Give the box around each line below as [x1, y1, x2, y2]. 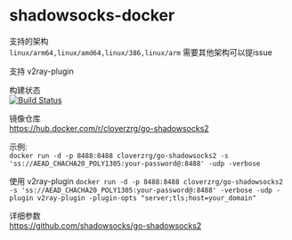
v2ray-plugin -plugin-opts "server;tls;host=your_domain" [36, 193, 256, 203]
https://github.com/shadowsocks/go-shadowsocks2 [9, 220, 202, 231]
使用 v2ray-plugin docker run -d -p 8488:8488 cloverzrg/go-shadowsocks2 [9, 175, 283, 187]
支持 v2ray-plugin [9, 66, 74, 76]
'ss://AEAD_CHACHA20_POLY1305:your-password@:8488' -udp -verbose [9, 159, 261, 168]
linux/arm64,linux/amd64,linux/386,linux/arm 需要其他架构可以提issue [9, 46, 273, 58]
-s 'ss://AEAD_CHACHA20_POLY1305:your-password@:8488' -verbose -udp [9, 186, 273, 195]
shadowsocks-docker [9, 5, 175, 26]
